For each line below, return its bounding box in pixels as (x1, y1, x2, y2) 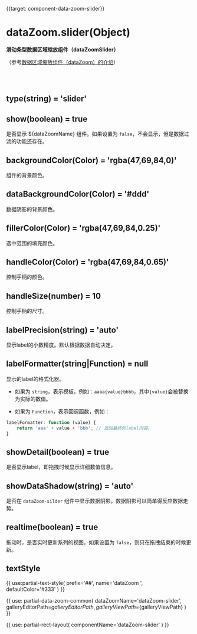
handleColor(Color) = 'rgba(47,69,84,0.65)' (6, 257, 169, 267)
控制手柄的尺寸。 (6, 308, 48, 315)
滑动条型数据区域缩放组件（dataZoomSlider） (6, 46, 119, 53)
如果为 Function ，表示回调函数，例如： (14, 407, 110, 415)
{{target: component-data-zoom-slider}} (6, 5, 105, 12)
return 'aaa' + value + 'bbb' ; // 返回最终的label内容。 (17, 425, 152, 431)
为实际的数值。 (14, 395, 51, 402)
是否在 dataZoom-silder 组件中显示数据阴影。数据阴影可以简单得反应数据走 (6, 497, 189, 504)
